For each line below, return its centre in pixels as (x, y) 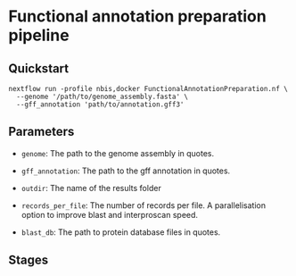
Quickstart (39, 68)
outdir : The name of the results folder (91, 188)
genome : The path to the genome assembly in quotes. (118, 153)
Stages (29, 260)
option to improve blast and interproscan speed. (109, 214)
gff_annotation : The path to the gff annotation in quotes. (126, 171)
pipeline (39, 35)
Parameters (41, 132)
